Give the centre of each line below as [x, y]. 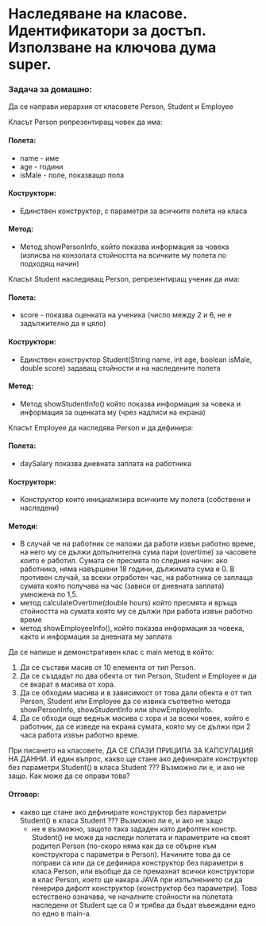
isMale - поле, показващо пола [72, 175]
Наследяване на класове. [98, 14]
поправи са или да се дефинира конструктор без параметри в [137, 862]
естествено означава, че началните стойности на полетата [132, 897]
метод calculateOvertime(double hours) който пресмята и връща [128, 603]
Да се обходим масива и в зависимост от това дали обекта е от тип [135, 693]
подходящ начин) [49, 264]
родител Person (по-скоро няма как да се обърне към [124, 846]
